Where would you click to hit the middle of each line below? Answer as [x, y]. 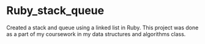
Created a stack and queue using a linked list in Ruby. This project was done [102, 28]
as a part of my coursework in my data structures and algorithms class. [96, 34]
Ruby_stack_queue [55, 11]
